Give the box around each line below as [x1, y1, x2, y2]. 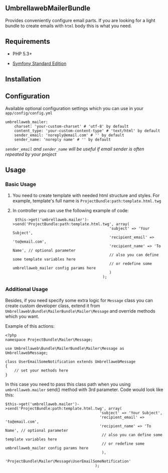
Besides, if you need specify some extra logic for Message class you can [5, 297, 153, 303]
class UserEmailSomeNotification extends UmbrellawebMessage [5, 359, 136, 364]
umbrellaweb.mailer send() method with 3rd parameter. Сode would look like [5, 387, 163, 393]
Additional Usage [5, 286, 49, 293]
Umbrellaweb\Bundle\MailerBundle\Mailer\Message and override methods [5, 308, 155, 314]
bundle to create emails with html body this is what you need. [5, 23, 132, 29]
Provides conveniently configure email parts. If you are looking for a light [5, 17, 155, 23]
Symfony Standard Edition [12, 60, 67, 66]
